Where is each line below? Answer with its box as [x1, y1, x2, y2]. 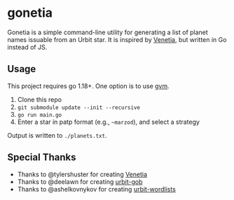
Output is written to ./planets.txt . [7, 131, 107, 139]
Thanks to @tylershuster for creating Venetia [17, 170, 148, 178]
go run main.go [17, 111, 62, 118]
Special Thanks [7, 152, 76, 164]
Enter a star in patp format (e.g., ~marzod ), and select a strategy [17, 117, 200, 126]
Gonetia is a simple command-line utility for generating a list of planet [7, 28, 208, 36]
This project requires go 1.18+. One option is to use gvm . [7, 82, 170, 90]
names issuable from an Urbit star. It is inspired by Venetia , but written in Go [7, 35, 227, 43]
